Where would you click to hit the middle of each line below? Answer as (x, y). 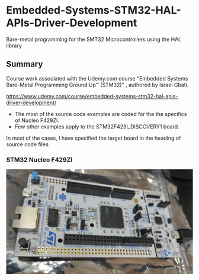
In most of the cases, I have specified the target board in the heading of (94, 138)
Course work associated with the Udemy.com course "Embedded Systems (97, 78)
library (14, 46)
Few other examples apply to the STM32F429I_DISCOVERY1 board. (97, 126)
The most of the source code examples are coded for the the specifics (101, 114)
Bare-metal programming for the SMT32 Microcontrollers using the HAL (94, 39)
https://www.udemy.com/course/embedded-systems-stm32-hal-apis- (92, 96)
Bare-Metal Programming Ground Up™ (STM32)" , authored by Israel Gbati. (97, 85)
